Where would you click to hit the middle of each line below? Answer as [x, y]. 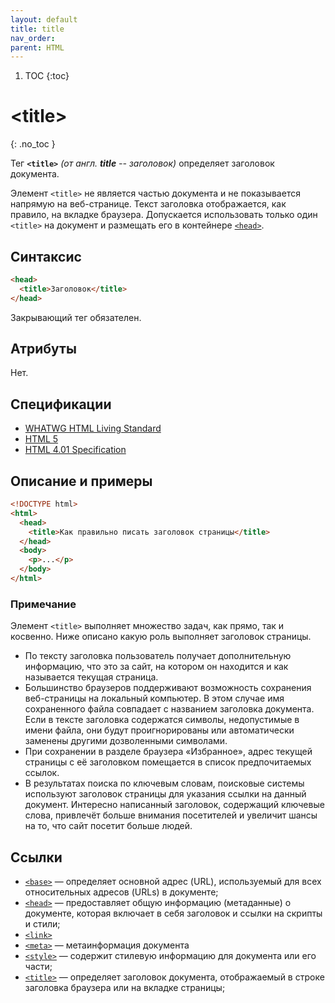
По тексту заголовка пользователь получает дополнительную [158, 656]
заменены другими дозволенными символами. [126, 741]
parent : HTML [37, 47]
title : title [37, 29]
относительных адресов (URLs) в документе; [121, 892]
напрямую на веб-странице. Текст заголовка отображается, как [148, 204]
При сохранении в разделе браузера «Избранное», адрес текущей [168, 752]
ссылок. [42, 773]
